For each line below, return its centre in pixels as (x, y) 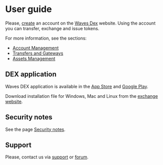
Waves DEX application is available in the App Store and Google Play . (77, 86)
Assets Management (34, 58)
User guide (28, 9)
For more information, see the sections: (46, 38)
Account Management (35, 48)
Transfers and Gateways (38, 53)
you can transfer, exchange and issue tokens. (52, 28)
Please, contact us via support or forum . (47, 157)
